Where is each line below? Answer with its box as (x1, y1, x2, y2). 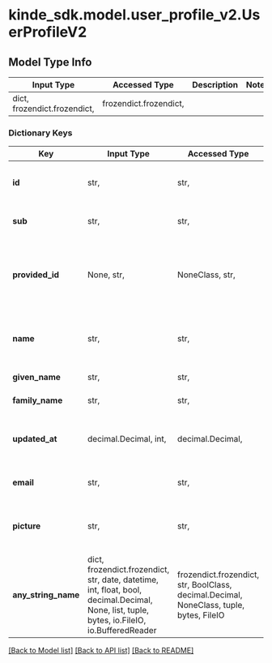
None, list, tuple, (87, 605, 150, 616)
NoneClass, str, (176, 269, 236, 280)
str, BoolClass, (176, 580, 232, 591)
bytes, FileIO (176, 610, 225, 621)
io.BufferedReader (87, 625, 157, 636)
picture (12, 520, 41, 532)
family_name (12, 395, 63, 406)
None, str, (87, 269, 125, 280)
